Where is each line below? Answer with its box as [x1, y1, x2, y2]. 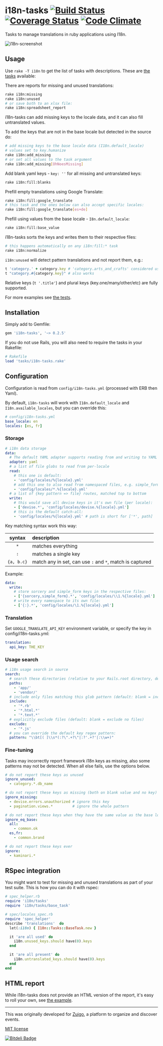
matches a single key [32, 551, 81, 557]
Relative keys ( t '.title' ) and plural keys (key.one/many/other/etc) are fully [5, 280, 158, 285]
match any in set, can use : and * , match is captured [32, 558, 151, 565]
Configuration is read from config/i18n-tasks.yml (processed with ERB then [5, 385, 158, 391]
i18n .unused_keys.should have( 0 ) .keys [14, 939, 92, 944]
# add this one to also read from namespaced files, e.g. [14, 482, 133, 487]
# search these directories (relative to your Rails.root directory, [9, 676, 153, 682]
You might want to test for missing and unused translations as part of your [5, 879, 153, 885]
